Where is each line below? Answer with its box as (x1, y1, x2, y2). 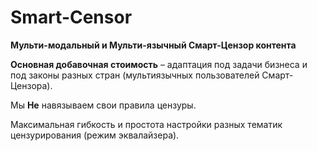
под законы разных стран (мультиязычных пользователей (10, 69, 260, 81)
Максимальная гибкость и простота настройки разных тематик (10, 118, 283, 130)
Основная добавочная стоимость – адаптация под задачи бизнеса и (10, 58, 308, 70)
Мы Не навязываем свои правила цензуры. (10, 99, 197, 111)
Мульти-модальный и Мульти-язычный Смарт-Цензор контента (10, 39, 297, 51)
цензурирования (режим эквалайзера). (10, 129, 180, 141)
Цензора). (10, 79, 53, 91)
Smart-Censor (10, 6, 133, 29)
